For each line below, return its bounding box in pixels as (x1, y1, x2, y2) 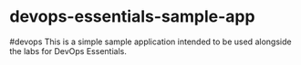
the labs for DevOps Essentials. (9, 45, 128, 56)
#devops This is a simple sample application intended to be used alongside (9, 36, 292, 47)
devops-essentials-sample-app (9, 6, 255, 27)
